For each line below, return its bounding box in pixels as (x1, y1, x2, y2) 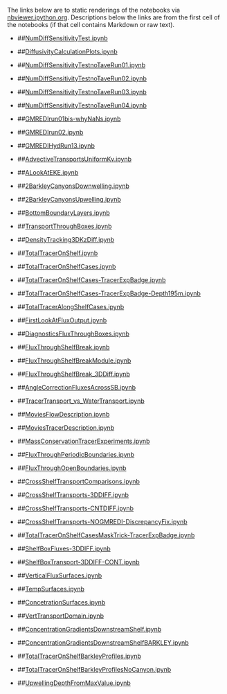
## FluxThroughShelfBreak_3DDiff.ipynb (17, 370, 130, 378)
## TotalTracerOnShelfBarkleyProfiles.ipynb (17, 652, 142, 660)
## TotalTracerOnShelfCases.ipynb (17, 263, 116, 270)
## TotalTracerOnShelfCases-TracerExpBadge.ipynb (17, 276, 166, 284)
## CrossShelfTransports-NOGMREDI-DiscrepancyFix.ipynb (17, 518, 188, 526)
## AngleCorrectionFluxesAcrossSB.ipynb (17, 383, 136, 391)
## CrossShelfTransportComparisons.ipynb (17, 478, 140, 485)
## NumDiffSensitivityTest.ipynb (17, 34, 109, 42)
